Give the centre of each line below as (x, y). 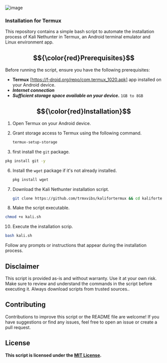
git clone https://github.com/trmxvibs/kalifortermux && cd (76, 198)
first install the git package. (41, 151)
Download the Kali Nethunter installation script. (61, 189)
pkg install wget (30, 179)
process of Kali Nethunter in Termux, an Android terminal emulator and (78, 37)
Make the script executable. (41, 208)
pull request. (18, 327)
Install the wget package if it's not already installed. (65, 170)
